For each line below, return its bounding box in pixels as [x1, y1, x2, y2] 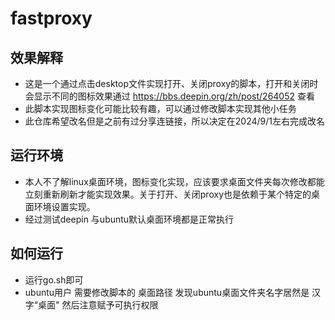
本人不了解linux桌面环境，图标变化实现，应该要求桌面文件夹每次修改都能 [24, 175, 325, 187]
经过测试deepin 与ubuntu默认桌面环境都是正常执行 [24, 213, 235, 225]
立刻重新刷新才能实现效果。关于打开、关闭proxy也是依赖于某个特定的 [24, 188, 312, 200]
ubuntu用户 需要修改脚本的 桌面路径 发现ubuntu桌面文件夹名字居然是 [24, 286, 310, 298]
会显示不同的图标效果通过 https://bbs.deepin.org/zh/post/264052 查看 [24, 90, 315, 102]
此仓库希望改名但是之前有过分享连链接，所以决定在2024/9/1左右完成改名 [24, 115, 325, 127]
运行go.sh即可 [24, 273, 84, 286]
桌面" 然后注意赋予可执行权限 [37, 298, 159, 311]
